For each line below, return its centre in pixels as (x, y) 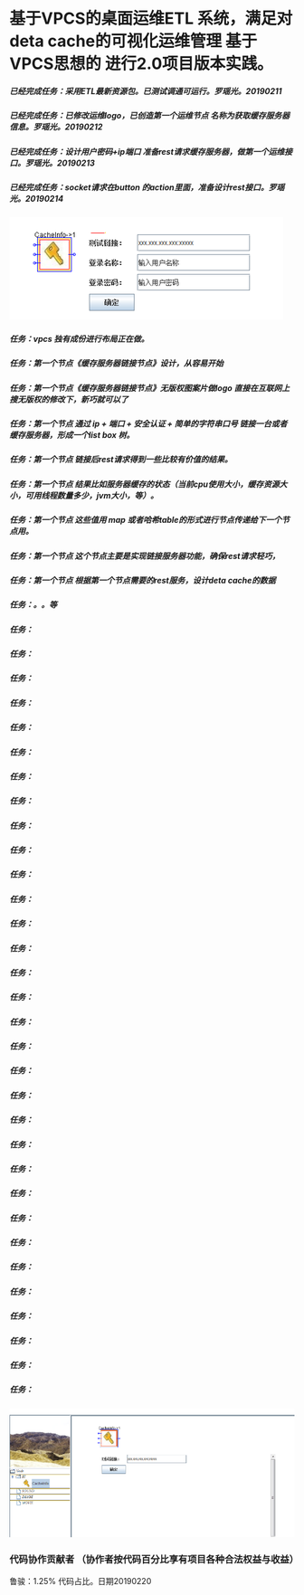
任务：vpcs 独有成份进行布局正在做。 (79, 338)
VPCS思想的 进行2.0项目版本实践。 (141, 64)
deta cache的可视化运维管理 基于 (133, 41)
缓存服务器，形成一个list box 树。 (72, 435)
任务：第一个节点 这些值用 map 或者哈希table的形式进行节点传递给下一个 (146, 520)
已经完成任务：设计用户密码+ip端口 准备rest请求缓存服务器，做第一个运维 (147, 151)
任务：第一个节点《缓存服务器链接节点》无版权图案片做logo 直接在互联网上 (150, 388)
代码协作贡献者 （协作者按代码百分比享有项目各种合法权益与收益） (154, 1560)
